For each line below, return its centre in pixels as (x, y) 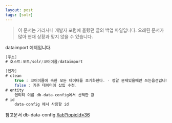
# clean (14, 76)
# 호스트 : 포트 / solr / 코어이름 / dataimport (44, 62)
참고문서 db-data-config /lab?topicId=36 (48, 115)
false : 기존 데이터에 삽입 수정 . (46, 85)
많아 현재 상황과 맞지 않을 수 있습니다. (55, 36)
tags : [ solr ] (19, 15)
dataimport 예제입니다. (29, 47)
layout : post (19, 10)
